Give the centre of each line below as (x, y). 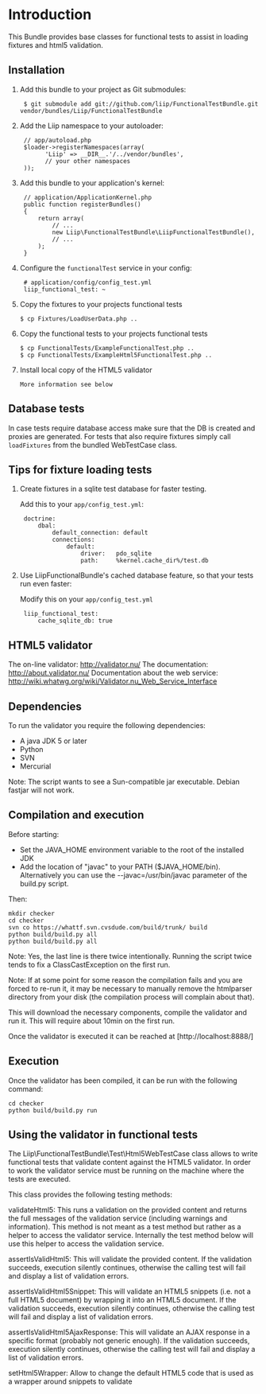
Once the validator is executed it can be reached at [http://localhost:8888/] (131, 1036)
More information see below (66, 384)
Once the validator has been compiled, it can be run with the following (123, 1081)
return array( (61, 218)
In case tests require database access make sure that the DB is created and (132, 428)
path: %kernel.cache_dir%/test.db (145, 561)
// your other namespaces (88, 161)
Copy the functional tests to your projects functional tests (114, 333)
